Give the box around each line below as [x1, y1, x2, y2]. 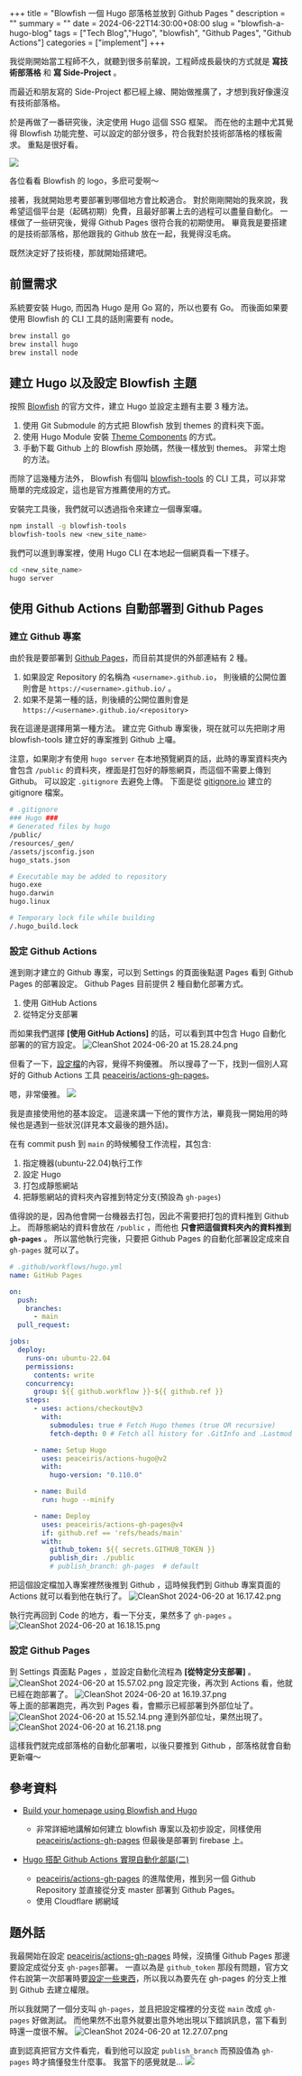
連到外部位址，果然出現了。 [164, 1712, 268, 1722]
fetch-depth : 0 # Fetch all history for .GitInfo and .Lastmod [49, 1429, 293, 1438]
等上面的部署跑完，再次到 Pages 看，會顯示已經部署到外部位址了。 [9, 1700, 259, 1712]
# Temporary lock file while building [9, 914, 155, 923]
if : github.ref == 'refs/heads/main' [41, 1528, 183, 1537]
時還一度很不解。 [9, 2026, 73, 2037]
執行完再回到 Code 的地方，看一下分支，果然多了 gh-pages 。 [9, 1610, 237, 1621]
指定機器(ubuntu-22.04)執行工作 [22, 1158, 143, 1168]
